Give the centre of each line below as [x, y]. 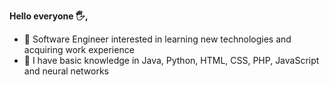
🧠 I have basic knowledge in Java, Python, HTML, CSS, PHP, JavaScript [171, 60]
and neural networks [66, 71]
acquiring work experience [79, 49]
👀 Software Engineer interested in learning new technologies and [157, 39]
